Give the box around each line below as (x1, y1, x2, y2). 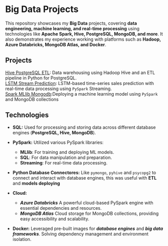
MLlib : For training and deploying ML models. (20, 149, 115, 155)
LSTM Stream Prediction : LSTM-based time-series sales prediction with (5, 80, 154, 86)
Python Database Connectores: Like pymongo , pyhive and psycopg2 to (12, 170, 156, 176)
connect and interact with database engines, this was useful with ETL (12, 175, 157, 181)
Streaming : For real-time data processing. (20, 159, 108, 166)
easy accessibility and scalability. (20, 215, 90, 222)
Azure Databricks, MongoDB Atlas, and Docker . (5, 41, 107, 47)
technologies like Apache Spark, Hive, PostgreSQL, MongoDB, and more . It (5, 31, 163, 37)
